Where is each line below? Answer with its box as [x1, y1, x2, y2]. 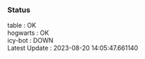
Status [7, 5, 30, 15]
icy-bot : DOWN [7, 36, 54, 45]
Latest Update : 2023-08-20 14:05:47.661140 [7, 44, 139, 53]
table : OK [7, 21, 37, 30]
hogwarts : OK [7, 28, 50, 37]
